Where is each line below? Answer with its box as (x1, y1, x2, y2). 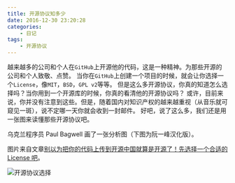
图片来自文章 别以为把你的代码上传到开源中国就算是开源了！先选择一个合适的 (7, 145, 228, 153)
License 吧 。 (7, 154, 44, 161)
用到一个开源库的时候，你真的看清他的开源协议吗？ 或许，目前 (37, 89, 218, 97)
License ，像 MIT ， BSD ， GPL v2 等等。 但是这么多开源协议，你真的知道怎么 (13, 80, 222, 88)
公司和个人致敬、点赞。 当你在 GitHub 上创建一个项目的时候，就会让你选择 (7, 71, 218, 80)
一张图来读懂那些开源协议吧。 (7, 115, 93, 123)
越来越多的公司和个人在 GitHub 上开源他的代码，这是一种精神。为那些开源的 (7, 63, 222, 71)
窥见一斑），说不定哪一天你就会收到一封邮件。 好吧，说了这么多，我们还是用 (7, 106, 227, 115)
